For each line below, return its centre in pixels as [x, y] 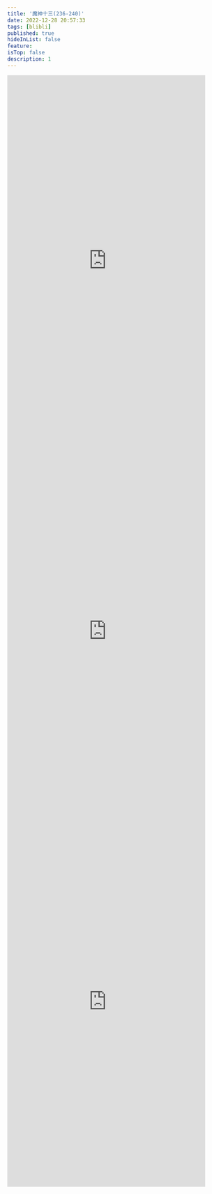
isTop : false [26, 53]
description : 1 [29, 59]
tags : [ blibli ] [29, 27]
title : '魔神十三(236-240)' [46, 14]
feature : [20, 46]
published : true [31, 33]
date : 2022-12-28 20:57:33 [46, 20]
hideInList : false [34, 40]
